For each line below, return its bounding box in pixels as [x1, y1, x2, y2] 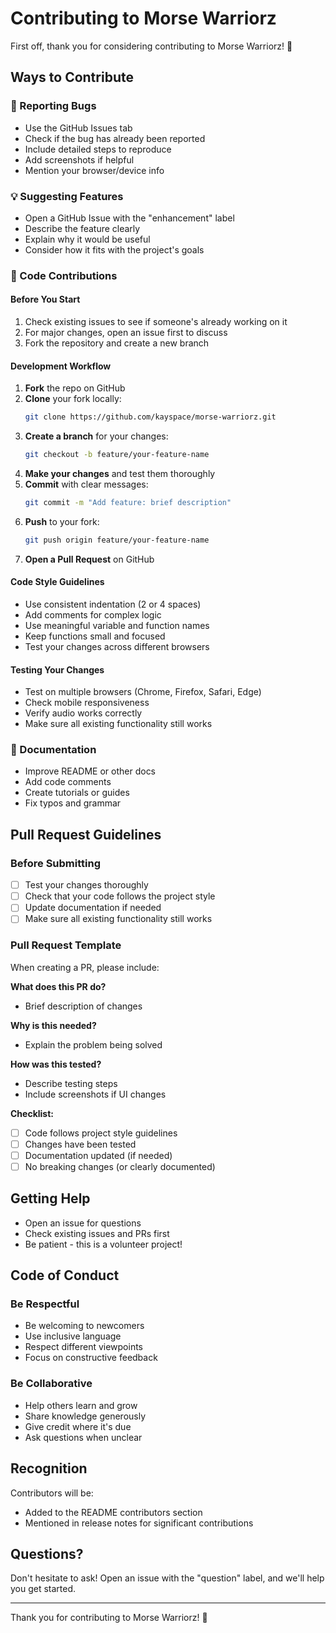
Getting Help [10, 1190, 91, 1207]
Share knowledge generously [24, 1410, 147, 1422]
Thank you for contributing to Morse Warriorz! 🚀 [10, 1612, 208, 1624]
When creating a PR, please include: [10, 961, 160, 973]
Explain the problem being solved [24, 1038, 163, 1051]
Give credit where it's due [24, 1420, 132, 1432]
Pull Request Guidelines [10, 826, 162, 843]
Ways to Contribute [10, 69, 134, 86]
